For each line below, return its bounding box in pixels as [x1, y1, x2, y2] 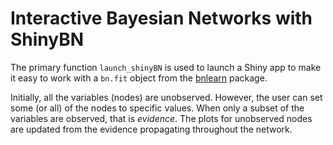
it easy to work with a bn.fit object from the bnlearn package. [10, 72, 268, 84]
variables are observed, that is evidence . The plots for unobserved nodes [10, 112, 313, 124]
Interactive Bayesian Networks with [10, 7, 313, 30]
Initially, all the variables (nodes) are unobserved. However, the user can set [10, 91, 323, 103]
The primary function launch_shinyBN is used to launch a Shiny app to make [10, 61, 322, 73]
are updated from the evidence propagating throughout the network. [10, 123, 293, 135]
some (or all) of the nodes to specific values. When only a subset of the [10, 102, 305, 114]
